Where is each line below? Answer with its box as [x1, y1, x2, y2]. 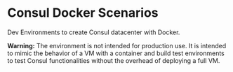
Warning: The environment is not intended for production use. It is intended [7, 41, 227, 50]
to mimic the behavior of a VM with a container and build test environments [7, 49, 225, 57]
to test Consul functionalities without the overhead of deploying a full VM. [7, 56, 220, 64]
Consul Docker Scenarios [7, 5, 159, 21]
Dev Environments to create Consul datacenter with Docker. [7, 28, 180, 36]
